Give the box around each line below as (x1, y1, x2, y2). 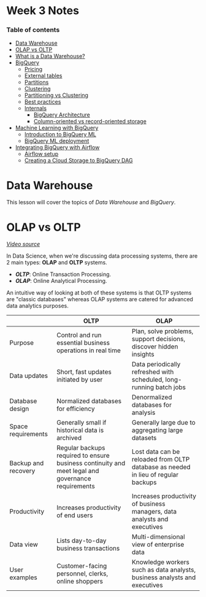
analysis (131, 409, 156, 417)
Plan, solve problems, (131, 327, 194, 336)
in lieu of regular (131, 471, 179, 479)
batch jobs (155, 383, 186, 391)
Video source (6, 241, 40, 248)
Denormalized (131, 393, 172, 402)
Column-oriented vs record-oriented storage (33, 118, 147, 125)
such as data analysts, (131, 566, 196, 574)
